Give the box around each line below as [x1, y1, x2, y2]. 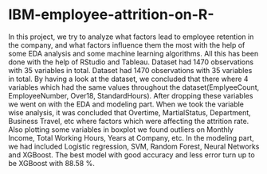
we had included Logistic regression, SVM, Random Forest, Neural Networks [8, 141, 260, 151]
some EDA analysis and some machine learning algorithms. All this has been [8, 48, 259, 58]
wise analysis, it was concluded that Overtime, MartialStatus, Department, [8, 107, 251, 117]
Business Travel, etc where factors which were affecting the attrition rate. [8, 116, 249, 126]
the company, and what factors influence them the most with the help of [8, 40, 245, 49]
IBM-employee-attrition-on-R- [8, 6, 214, 24]
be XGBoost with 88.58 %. [8, 158, 96, 168]
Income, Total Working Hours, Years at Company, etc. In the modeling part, [8, 133, 254, 142]
